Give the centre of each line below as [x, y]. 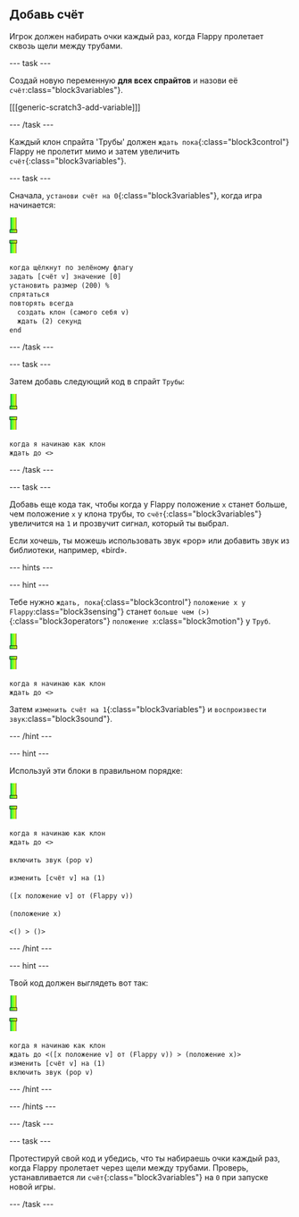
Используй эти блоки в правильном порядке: [96, 770]
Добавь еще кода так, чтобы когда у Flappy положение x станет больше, [148, 504]
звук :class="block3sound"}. [61, 718]
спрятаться [29, 294]
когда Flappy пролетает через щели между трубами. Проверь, [129, 1167]
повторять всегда [42, 303]
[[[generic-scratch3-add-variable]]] [75, 107]
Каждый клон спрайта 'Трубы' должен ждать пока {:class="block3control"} [149, 141]
